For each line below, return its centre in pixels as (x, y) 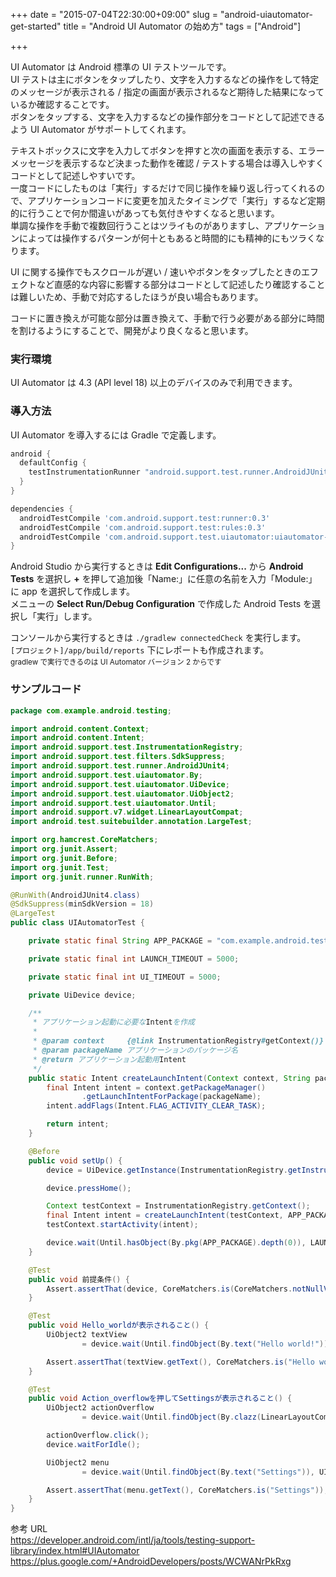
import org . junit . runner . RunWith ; (82, 877)
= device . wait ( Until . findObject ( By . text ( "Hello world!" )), (207, 1344)
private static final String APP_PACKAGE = (120, 941)
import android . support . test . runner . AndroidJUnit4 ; (120, 766)
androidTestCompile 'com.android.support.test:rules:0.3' (143, 527)
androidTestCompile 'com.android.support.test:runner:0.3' (145, 518)
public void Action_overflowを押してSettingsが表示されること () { (160, 1399)
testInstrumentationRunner (84, 472)
